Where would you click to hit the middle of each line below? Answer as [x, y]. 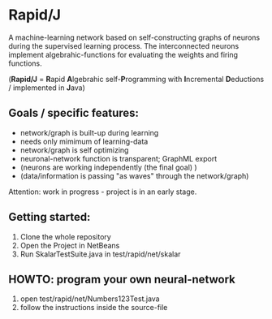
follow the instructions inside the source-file [94, 308]
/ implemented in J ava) [47, 88]
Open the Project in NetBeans [70, 245]
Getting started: [50, 217]
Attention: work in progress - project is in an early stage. [103, 192]
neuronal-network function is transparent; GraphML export [119, 158]
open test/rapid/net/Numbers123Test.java [90, 299]
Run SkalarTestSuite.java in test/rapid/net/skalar [100, 254]
